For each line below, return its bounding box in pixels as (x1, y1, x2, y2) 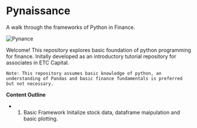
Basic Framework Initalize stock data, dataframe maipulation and (23, 109, 181, 116)
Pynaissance (6, 4, 71, 18)
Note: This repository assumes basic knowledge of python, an (6, 70, 162, 76)
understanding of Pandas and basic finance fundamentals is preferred (6, 76, 183, 81)
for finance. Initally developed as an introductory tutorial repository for (6, 52, 176, 60)
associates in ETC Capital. (6, 59, 69, 66)
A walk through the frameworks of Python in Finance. (6, 24, 135, 31)
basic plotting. (23, 115, 58, 122)
